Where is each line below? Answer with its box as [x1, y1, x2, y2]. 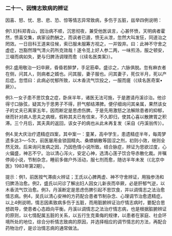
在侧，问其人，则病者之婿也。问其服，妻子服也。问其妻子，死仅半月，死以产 [5, 71, 167, 77]
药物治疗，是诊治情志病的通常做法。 [5, 225, 82, 231]
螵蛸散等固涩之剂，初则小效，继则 [89, 137, 161, 144]
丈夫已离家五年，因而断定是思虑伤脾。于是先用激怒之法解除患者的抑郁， [14, 108, 167, 114]
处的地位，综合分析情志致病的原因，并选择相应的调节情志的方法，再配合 [14, 219, 167, 225]
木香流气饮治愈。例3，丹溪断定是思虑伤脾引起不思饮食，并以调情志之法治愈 [5, 187, 165, 193]
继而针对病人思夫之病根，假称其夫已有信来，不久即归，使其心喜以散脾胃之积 [5, 114, 167, 120]
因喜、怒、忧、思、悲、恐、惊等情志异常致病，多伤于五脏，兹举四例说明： [5, 17, 162, 24]
